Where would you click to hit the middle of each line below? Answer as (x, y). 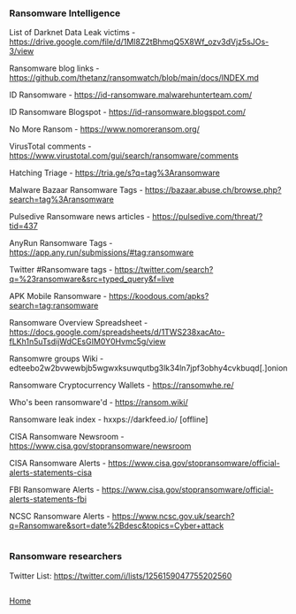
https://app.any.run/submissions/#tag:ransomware (102, 253)
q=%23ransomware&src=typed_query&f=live (92, 279)
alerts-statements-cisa (51, 472)
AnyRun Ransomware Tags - (61, 243)
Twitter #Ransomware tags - (61, 270)
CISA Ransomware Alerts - (58, 464)
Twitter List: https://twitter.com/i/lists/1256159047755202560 (121, 576)
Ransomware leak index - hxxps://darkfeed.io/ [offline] (109, 419)
